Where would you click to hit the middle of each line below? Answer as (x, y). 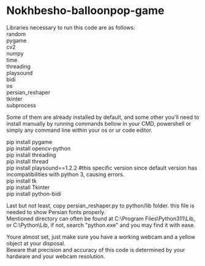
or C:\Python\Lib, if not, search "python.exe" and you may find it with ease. (101, 225)
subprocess (21, 105)
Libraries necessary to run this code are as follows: (71, 27)
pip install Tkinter (28, 187)
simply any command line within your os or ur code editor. (80, 130)
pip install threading (31, 155)
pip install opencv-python (39, 148)
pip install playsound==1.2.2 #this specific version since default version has (102, 168)
